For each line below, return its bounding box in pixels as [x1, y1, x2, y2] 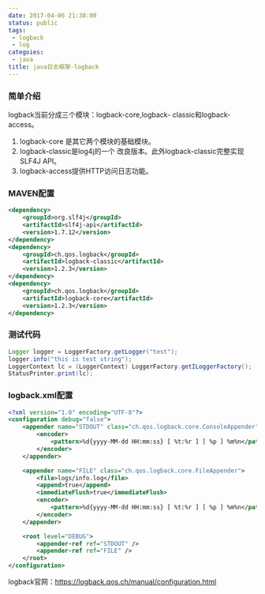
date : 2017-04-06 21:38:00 [8, 11, 97, 20]
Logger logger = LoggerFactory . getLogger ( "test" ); [8, 348, 178, 355]
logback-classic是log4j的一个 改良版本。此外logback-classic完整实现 [19, 147, 244, 156]
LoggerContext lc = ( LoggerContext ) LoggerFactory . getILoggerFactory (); [8, 363, 252, 370]
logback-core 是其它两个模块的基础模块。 [19, 137, 155, 146]
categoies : [8, 48, 44, 56]
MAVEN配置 [8, 187, 55, 198]
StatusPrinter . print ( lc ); [8, 370, 93, 378]
